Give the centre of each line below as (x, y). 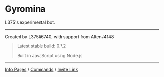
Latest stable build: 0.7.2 (41, 46)
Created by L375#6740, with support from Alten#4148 (60, 36)
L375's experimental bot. (30, 22)
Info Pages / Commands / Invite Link (41, 69)
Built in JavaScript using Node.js (50, 55)
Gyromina (25, 9)
